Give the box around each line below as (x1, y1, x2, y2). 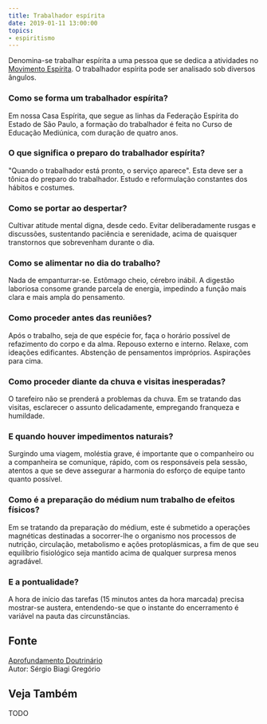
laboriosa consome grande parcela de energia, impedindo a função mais (8, 284, 247, 293)
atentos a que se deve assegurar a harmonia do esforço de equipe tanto (8, 466, 245, 475)
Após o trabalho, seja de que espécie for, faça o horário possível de (8, 330, 231, 340)
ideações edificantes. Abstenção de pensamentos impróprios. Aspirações (8, 348, 251, 357)
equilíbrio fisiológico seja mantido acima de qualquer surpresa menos (8, 548, 237, 557)
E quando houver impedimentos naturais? (8, 431, 174, 442)
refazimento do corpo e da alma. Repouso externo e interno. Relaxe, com (8, 339, 249, 348)
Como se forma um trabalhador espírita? (8, 92, 169, 104)
